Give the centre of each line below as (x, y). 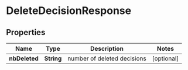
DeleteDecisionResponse (69, 11)
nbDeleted (24, 58)
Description (107, 49)
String (53, 58)
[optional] (165, 58)
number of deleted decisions (107, 58)
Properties (26, 32)
